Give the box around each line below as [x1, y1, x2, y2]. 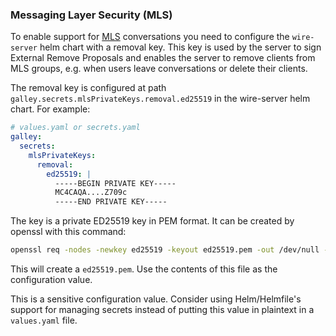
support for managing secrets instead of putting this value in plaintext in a [10, 304, 315, 316]
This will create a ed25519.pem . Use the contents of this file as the [10, 263, 278, 275]
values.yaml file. [10, 314, 78, 327]
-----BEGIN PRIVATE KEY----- [54, 178, 177, 188]
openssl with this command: [10, 226, 127, 238]
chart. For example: [10, 103, 91, 115]
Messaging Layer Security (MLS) [10, 8, 173, 22]
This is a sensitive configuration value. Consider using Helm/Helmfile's [10, 293, 302, 305]
